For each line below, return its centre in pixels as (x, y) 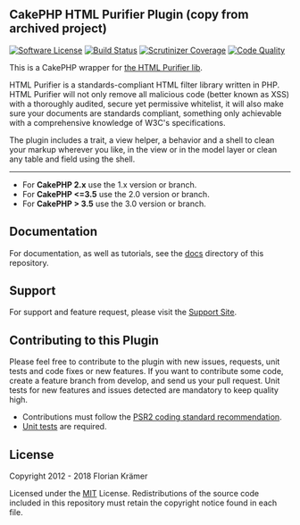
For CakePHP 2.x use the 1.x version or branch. (109, 184)
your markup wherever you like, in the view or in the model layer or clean (143, 149)
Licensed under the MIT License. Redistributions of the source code (134, 494)
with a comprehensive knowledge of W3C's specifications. (117, 122)
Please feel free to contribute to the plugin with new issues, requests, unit (145, 362)
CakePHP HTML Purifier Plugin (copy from (129, 15)
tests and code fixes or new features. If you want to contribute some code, (146, 371)
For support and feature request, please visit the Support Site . (123, 312)
